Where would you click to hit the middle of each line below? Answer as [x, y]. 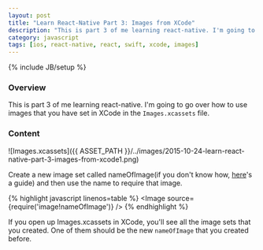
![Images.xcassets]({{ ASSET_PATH [66, 151]
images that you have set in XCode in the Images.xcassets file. [109, 113]
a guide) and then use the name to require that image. [95, 183]
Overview [27, 88]
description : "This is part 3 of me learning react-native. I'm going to [132, 30]
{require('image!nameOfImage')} [61, 207]
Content [24, 133]
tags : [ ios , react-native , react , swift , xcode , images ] [104, 45]
